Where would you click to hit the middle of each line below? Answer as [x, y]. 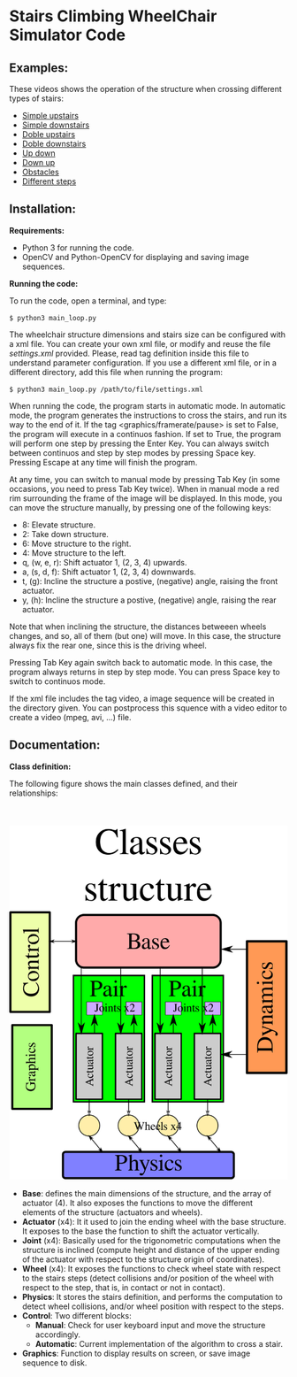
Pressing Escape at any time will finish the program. [103, 462]
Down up [38, 162]
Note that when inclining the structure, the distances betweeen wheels [138, 627]
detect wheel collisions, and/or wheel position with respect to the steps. [153, 1306]
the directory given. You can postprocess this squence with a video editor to [148, 708]
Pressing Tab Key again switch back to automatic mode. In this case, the [141, 662]
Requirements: [37, 230]
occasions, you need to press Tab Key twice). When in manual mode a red [145, 488]
